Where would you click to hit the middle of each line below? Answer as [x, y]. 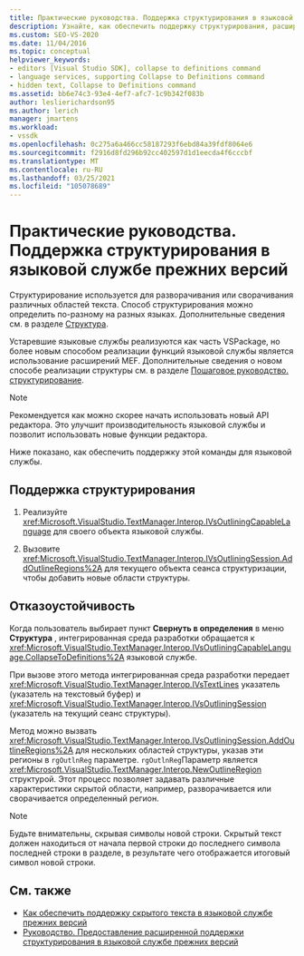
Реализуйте [45, 512]
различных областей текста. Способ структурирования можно [131, 305]
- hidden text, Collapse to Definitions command [103, 85]
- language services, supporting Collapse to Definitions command [137, 77]
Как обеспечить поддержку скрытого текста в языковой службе [147, 912]
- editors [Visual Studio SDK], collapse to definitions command [135, 69]
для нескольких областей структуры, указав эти [170, 750]
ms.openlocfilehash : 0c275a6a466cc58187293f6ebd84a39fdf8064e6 [131, 144]
